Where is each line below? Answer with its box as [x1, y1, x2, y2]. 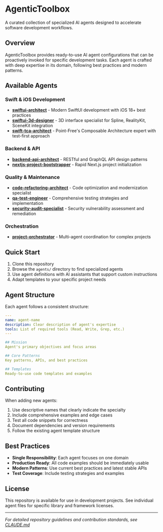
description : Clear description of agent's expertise [5, 322, 116, 327]
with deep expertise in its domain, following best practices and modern [5, 62, 147, 68]
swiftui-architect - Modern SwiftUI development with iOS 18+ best [12, 107, 146, 113]
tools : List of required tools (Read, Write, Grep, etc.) [5, 327, 125, 332]
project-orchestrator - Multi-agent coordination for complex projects [12, 234, 151, 240]
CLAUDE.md [5, 522, 30, 528]
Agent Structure [5, 291, 55, 299]
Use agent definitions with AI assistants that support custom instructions [12, 272, 158, 277]
